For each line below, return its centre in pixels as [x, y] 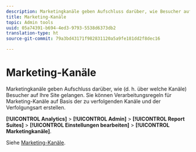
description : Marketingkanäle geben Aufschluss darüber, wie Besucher [94, 11]
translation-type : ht [32, 33]
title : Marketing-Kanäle [36, 17]
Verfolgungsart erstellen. [36, 107]
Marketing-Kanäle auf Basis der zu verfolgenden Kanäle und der [83, 101]
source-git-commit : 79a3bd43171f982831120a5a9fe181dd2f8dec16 [83, 39]
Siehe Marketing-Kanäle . [36, 142]
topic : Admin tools [30, 22]
